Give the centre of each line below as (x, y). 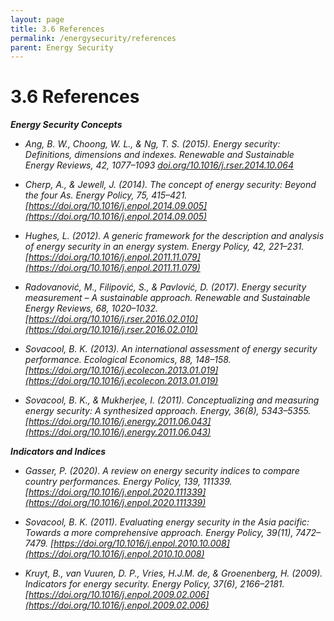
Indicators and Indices (58, 452)
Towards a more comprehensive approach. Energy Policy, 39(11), (159, 533)
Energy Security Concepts (66, 125)
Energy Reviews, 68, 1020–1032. (91, 308)
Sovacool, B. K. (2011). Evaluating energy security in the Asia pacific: (167, 522)
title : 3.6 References (57, 29)
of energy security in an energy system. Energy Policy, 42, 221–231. (164, 247)
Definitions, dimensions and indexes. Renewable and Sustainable (159, 155)
